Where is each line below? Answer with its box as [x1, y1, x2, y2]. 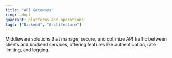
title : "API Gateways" [5, 7, 54, 13]
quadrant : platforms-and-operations [5, 17, 84, 22]
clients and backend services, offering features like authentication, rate [5, 42, 156, 48]
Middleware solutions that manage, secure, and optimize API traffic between [5, 36, 167, 42]
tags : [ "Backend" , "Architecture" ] [5, 22, 82, 27]
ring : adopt [5, 12, 31, 17]
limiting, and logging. [5, 47, 50, 53]
